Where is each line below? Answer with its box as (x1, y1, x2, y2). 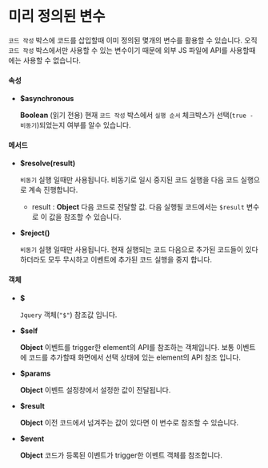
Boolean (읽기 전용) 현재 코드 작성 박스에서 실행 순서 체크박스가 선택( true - (19, 110, 254, 120)
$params (19, 368, 51, 378)
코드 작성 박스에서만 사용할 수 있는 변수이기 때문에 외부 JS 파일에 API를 (8, 45, 228, 55)
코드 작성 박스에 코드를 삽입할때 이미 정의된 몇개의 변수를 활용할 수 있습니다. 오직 (8, 35, 258, 45)
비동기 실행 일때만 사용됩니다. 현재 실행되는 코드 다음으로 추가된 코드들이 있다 (19, 245, 258, 254)
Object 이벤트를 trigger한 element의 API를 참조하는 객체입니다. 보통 (19, 342, 234, 352)
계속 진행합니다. (28, 185, 78, 195)
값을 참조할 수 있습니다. (49, 212, 122, 222)
